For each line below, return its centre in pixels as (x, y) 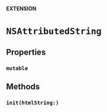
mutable (17, 68)
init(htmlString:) (33, 103)
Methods (23, 86)
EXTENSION (21, 9)
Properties (26, 52)
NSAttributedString (54, 32)
